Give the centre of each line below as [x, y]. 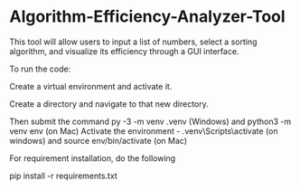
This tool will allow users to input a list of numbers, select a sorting [133, 42]
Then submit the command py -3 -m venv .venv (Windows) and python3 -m [150, 121]
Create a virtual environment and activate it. [91, 86]
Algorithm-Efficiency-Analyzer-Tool [148, 17]
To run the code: [40, 69]
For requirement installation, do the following [93, 158]
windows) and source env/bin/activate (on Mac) [98, 140]
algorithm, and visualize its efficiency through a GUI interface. [124, 51]
